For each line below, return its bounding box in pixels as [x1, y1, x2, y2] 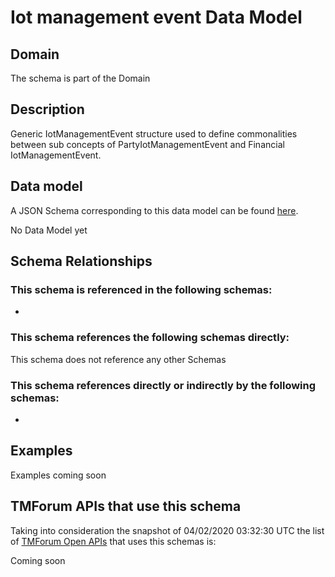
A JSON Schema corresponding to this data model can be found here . [10, 204, 299, 216]
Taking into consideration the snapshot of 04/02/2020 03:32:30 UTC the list [10, 524, 325, 536]
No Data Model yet [10, 224, 88, 236]
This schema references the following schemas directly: [10, 331, 290, 345]
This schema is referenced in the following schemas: [10, 282, 273, 296]
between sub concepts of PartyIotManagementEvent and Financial [10, 138, 285, 150]
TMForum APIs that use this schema [10, 498, 242, 515]
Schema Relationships [10, 253, 153, 270]
